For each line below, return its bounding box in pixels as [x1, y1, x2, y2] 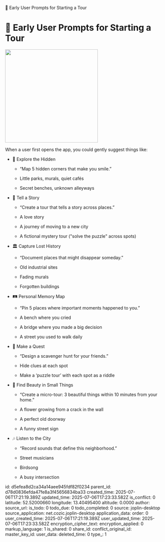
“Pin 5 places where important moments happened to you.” [19, 305, 140, 310]
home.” [19, 396, 35, 402]
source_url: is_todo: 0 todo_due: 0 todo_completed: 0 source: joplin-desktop [5, 505, 161, 511]
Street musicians [19, 455, 54, 461]
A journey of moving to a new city [19, 224, 88, 230]
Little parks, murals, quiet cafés [19, 175, 84, 181]
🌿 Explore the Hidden [12, 156, 56, 162]
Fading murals [19, 274, 49, 280]
